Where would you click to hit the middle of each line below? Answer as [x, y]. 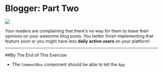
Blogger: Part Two [42, 8]
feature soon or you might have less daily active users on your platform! [78, 41]
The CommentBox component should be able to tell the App [68, 64]
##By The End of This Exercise [36, 55]
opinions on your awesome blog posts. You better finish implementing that [79, 36]
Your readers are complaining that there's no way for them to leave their [77, 31]
